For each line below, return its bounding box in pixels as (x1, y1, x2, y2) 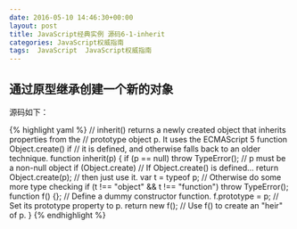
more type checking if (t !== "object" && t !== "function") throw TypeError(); (9, 181, 289, 192)
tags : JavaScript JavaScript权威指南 (9, 46, 153, 55)
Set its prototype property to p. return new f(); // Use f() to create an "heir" (9, 200, 284, 210)
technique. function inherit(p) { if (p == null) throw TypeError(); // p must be (9, 152, 286, 163)
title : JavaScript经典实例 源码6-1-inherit (9, 29, 165, 38)
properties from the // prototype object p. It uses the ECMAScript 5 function (9, 134, 288, 144)
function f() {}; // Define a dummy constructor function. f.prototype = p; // (9, 191, 279, 201)
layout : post (9, 21, 58, 30)
